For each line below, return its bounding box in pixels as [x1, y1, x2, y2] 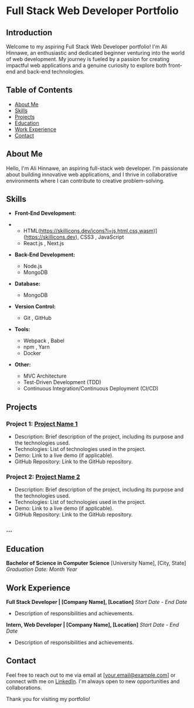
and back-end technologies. [16, 68, 85, 75]
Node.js [23, 263, 43, 270]
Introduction [6, 28, 53, 38]
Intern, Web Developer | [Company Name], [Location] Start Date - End [6, 621, 179, 628]
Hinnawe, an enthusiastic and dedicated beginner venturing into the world [6, 49, 185, 56]
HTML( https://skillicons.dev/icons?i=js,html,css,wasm [23, 228, 154, 235]
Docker [23, 350, 41, 357]
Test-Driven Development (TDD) [23, 379, 101, 386]
